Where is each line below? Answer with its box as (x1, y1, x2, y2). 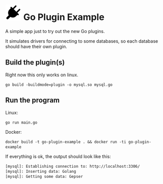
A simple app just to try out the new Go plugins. (5, 28, 105, 34)
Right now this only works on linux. (5, 72, 78, 78)
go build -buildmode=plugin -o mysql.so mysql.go (5, 82, 113, 87)
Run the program (5, 96, 60, 105)
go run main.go (5, 120, 38, 125)
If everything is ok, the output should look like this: (5, 153, 111, 159)
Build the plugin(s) (5, 58, 65, 67)
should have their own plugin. (5, 43, 67, 49)
